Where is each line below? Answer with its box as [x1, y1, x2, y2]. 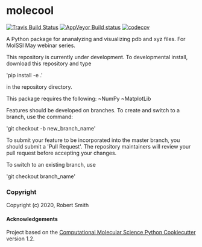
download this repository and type [6, 60, 92, 67]
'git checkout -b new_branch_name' [6, 124, 96, 132]
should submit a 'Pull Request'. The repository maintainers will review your [6, 143, 191, 150]
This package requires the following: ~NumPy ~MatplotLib [6, 95, 151, 102]
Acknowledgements [6, 215, 58, 222]
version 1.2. [6, 235, 35, 242]
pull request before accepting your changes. [6, 149, 117, 156]
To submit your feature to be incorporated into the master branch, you [6, 136, 180, 144]
